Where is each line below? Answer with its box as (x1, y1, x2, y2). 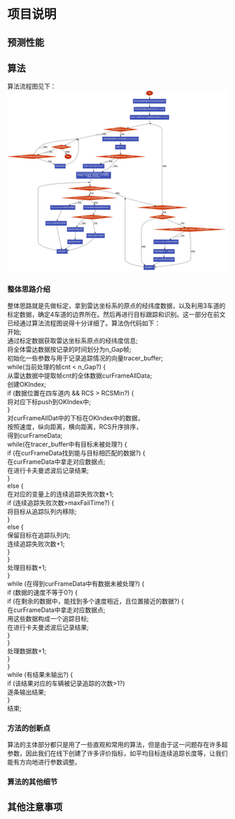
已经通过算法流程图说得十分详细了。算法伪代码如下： (7, 319, 161, 327)
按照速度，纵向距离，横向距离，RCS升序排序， (7, 422, 143, 431)
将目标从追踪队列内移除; (7, 508, 77, 516)
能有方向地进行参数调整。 (7, 758, 81, 767)
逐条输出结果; (7, 688, 47, 697)
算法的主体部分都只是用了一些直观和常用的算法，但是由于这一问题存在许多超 (7, 741, 228, 749)
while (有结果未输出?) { (7, 671, 73, 679)
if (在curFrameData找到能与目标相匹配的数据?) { (7, 449, 145, 457)
